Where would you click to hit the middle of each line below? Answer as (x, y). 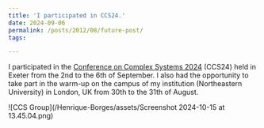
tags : (17, 38)
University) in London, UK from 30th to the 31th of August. (103, 92)
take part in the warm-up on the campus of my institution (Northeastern (125, 84)
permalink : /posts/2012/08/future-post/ (76, 30)
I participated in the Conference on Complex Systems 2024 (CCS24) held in (132, 67)
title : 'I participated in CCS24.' (67, 15)
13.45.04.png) (31, 116)
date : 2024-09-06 (37, 23)
